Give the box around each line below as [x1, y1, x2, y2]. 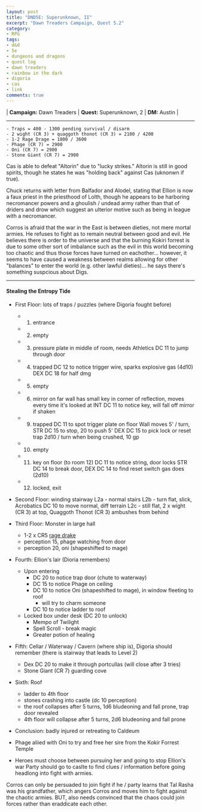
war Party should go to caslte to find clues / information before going [14, 763, 185, 770]
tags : [6, 37, 20, 42]
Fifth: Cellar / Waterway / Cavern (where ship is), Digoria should [14, 643, 172, 650]
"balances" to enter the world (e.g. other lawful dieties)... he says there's [6, 261, 185, 269]
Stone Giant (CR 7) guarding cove [23, 667, 106, 674]
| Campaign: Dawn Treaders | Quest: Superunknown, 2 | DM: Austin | [6, 108, 179, 115]
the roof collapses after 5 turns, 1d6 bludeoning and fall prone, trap [23, 702, 190, 710]
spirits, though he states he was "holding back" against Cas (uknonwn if [6, 169, 184, 176]
